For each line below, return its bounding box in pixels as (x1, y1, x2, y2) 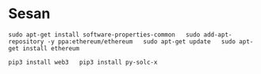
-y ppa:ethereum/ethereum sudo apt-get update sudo (47, 37, 236, 46)
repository (8, 37, 44, 46)
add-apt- (203, 31, 232, 39)
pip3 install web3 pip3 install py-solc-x (8, 58, 158, 66)
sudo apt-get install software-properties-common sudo (8, 31, 201, 39)
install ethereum (22, 44, 80, 52)
